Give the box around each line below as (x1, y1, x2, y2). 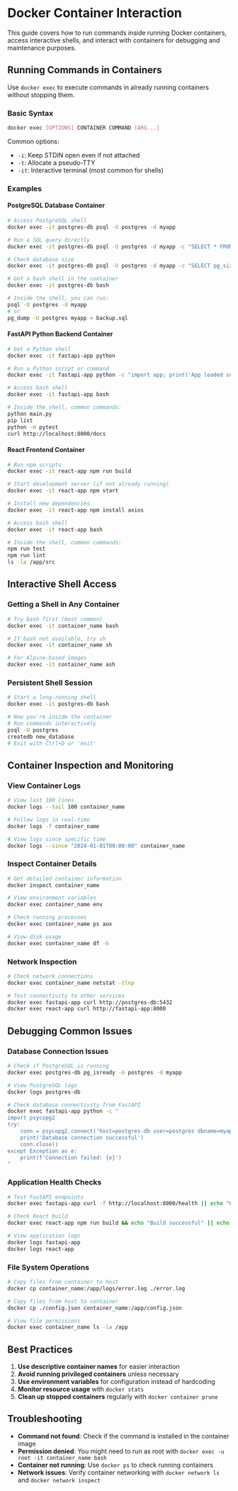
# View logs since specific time (7, 835, 106, 842)
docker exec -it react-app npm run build (7, 468, 132, 475)
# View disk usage (7, 933, 62, 940)
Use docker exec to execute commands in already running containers (7, 83, 209, 92)
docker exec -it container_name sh (7, 642, 113, 649)
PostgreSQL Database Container (7, 201, 105, 210)
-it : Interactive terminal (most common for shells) (17, 165, 164, 175)
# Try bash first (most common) (7, 615, 103, 622)
